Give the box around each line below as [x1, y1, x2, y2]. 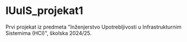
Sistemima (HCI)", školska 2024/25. [5, 29, 92, 36]
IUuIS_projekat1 [5, 4, 84, 17]
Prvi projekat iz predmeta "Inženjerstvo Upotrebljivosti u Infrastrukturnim [5, 23, 182, 30]
